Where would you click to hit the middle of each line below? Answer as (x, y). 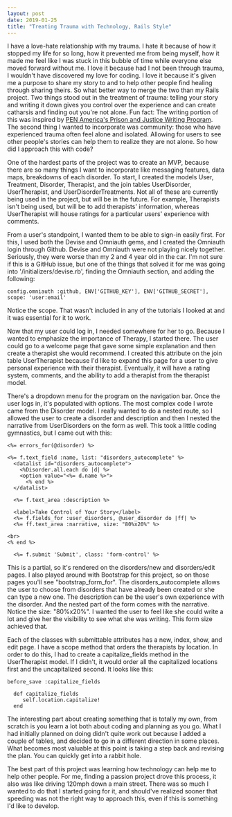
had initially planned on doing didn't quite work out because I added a (107, 734)
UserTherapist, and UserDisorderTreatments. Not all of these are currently (113, 192)
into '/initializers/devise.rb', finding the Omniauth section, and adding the (111, 271)
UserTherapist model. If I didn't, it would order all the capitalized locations (113, 662)
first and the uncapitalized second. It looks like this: (80, 670)
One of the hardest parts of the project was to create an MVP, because (108, 163)
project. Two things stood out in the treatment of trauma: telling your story (113, 98)
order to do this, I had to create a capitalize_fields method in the (98, 654)
